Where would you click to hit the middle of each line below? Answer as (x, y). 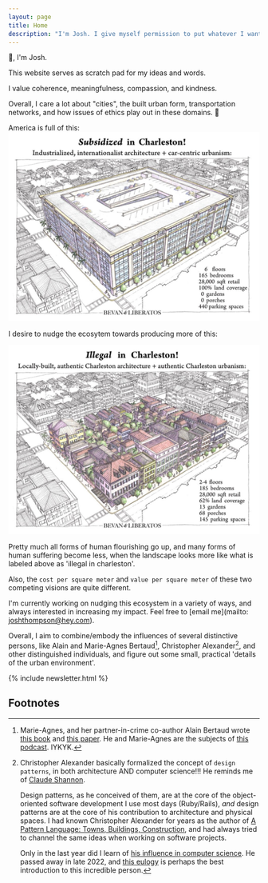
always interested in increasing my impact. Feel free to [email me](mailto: (128, 612)
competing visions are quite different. (70, 588)
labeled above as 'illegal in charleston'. (72, 564)
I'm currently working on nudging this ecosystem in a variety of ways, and (130, 603)
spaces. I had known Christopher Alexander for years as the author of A (138, 821)
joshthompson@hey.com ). (51, 621)
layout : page (30, 17)
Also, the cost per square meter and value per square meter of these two (130, 579)
